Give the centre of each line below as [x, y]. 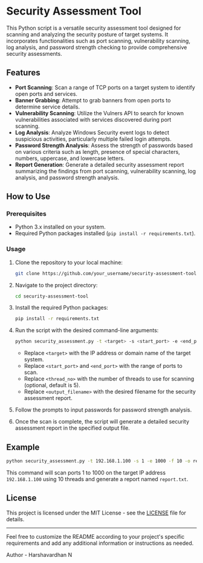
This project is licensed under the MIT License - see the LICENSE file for [96, 513]
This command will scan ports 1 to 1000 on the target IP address [86, 472]
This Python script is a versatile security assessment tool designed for [94, 28]
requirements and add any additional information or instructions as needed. [100, 543]
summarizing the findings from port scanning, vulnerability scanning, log [105, 171]
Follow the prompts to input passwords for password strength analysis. [103, 410]
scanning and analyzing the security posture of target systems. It [87, 34]
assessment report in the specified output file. [72, 428]
